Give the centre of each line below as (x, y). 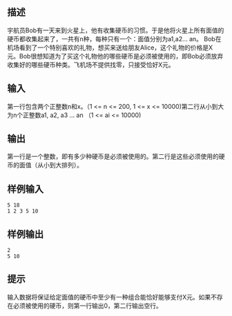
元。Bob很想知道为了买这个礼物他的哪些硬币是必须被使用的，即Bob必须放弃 (115, 56)
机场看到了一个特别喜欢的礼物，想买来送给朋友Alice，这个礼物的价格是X (110, 48)
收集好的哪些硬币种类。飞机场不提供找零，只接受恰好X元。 (91, 65)
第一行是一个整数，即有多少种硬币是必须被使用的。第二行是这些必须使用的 (113, 156)
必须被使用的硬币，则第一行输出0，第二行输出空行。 (87, 306)
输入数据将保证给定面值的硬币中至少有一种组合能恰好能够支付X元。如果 (109, 297)
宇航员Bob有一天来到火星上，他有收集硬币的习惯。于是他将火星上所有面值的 (116, 30)
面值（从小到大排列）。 (51, 165)
